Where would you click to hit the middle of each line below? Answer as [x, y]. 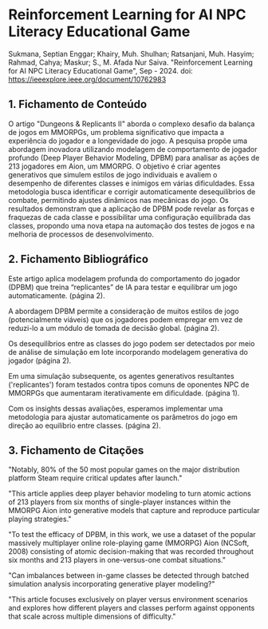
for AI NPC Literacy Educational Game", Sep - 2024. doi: [100, 70]
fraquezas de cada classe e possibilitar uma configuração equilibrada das [130, 217]
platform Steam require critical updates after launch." [95, 478]
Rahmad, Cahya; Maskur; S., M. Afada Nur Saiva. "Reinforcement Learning [131, 62]
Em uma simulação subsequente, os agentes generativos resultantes [121, 376]
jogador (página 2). [40, 360]
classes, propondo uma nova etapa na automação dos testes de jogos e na [132, 225]
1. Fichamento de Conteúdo [78, 104]
